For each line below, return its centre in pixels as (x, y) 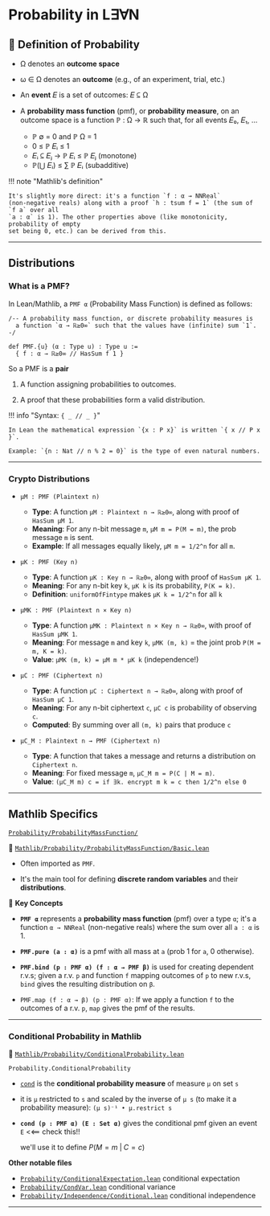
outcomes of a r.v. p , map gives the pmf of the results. (107, 1008)
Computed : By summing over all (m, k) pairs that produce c (131, 724)
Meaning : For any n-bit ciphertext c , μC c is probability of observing (144, 707)
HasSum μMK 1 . (55, 633)
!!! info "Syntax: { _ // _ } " (54, 415)
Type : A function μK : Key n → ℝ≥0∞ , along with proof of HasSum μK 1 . (147, 577)
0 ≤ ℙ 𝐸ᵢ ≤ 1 (51, 146)
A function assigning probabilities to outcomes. (98, 384)
